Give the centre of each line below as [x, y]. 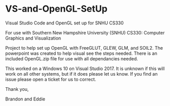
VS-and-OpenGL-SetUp [56, 9]
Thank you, [17, 89]
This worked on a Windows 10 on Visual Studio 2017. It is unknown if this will [85, 68]
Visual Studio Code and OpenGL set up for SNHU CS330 [64, 23]
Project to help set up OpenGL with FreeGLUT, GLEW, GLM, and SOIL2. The [84, 48]
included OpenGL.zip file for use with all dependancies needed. [72, 58]
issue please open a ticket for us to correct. [51, 79]
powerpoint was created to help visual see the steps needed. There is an [81, 53]
